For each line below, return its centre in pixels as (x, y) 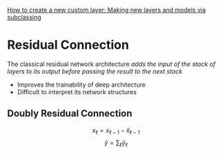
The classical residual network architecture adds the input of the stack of (111, 64)
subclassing (24, 17)
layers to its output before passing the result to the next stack (95, 71)
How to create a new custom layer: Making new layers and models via (106, 10)
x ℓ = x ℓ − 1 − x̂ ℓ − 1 (116, 131)
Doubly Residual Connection (70, 114)
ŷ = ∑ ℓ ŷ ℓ (116, 143)
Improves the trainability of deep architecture (81, 85)
